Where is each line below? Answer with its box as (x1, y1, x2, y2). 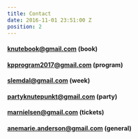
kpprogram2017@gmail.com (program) (7, 60, 123, 69)
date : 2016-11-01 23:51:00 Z (7, 17, 92, 24)
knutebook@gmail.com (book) (7, 44, 98, 53)
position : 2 (7, 23, 42, 30)
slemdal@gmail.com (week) (7, 76, 91, 85)
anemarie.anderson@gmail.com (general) (7, 124, 132, 132)
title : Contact (7, 10, 52, 17)
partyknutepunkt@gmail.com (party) (7, 92, 118, 101)
